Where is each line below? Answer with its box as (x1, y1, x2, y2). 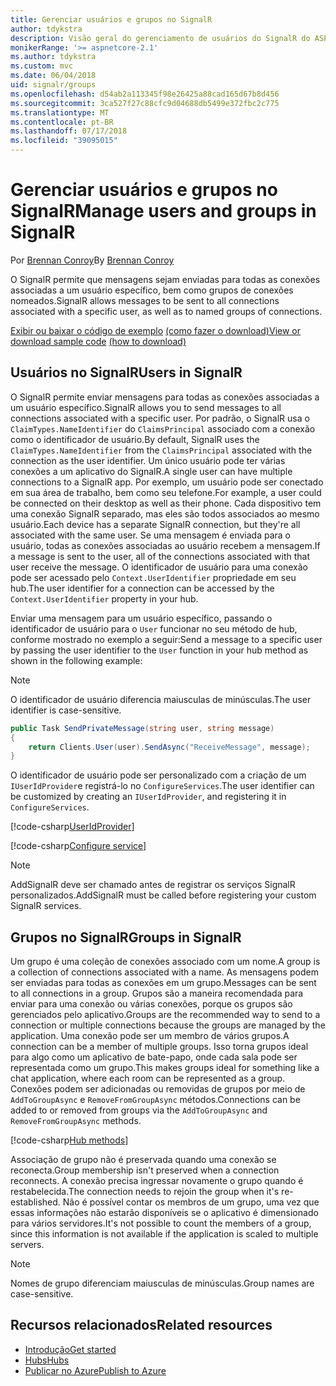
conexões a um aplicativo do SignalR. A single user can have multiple (10, 465, 293, 477)
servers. (10, 1239, 45, 1251)
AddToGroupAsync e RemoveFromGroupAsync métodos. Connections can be (10, 1094, 301, 1106)
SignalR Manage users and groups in (10, 200, 317, 223)
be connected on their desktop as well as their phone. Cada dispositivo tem (10, 497, 322, 509)
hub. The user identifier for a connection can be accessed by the (10, 582, 275, 594)
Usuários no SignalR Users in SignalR (10, 364, 243, 381)
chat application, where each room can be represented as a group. (10, 1072, 286, 1085)
